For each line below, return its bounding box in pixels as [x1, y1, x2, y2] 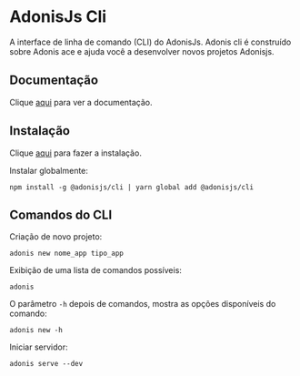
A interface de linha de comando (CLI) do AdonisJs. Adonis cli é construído [9, 36, 292, 47]
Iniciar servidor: [9, 341, 68, 352]
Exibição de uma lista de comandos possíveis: [9, 265, 182, 276]
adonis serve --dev [9, 360, 84, 369]
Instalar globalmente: [9, 165, 89, 176]
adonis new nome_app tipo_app [9, 249, 125, 259]
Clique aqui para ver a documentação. [9, 97, 153, 107]
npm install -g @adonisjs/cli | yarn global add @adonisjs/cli [9, 182, 255, 192]
